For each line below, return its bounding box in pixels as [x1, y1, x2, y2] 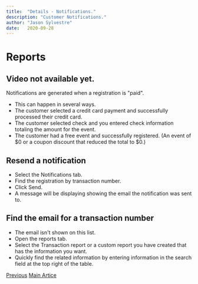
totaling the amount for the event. [14, 126, 96, 133]
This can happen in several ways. [14, 101, 96, 108]
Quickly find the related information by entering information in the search [14, 254, 192, 261]
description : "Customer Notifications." [6, 14, 107, 20]
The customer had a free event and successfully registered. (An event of [14, 132, 192, 139]
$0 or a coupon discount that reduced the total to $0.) [14, 138, 146, 146]
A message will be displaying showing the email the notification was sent [14, 190, 192, 197]
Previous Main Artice [6, 272, 57, 279]
